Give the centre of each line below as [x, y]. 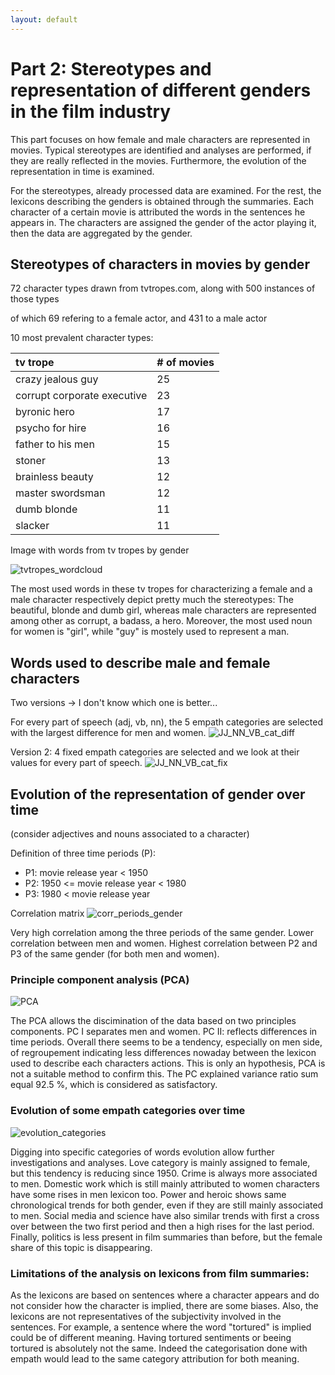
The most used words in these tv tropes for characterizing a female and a [161, 589]
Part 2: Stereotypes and [111, 68]
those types [35, 299]
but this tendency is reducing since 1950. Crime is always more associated [164, 1173]
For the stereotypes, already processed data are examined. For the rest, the [166, 190]
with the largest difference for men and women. [108, 733]
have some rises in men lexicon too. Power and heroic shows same [148, 1194]
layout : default [44, 19]
